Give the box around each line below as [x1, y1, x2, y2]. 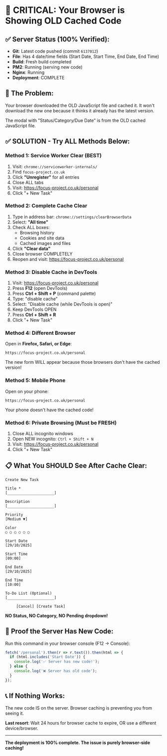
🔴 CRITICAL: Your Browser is [5, 4, 125, 16]
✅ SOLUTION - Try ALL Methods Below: [5, 137, 130, 146]
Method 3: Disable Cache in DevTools [5, 268, 97, 275]
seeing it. [5, 710, 24, 716]
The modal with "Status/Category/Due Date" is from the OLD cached [5, 117, 146, 123]
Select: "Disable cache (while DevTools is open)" [12, 301, 113, 307]
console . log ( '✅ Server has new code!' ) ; [14, 659, 100, 664]
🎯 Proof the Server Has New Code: [5, 627, 114, 636]
